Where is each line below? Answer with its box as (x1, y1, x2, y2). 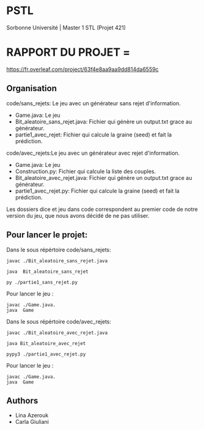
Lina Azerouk (15, 412, 49, 419)
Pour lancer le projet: (6, 230, 88, 240)
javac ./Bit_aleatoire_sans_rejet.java (6, 258, 108, 264)
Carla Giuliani (15, 418, 49, 426)
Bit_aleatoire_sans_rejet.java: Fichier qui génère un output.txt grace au (15, 117, 192, 125)
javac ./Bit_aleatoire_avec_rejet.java (6, 330, 108, 336)
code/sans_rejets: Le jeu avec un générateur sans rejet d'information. (6, 99, 181, 107)
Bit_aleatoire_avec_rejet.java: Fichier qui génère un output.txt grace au (15, 174, 192, 181)
